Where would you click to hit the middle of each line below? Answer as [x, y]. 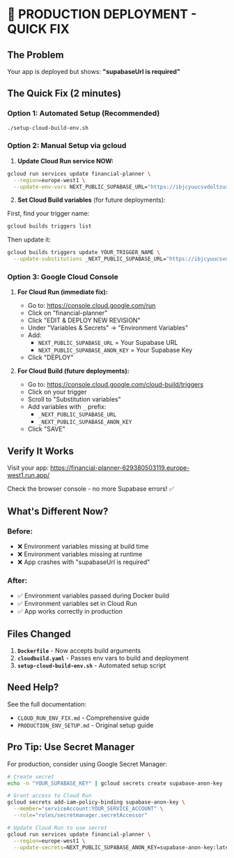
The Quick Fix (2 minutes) [64, 94]
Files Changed [39, 634]
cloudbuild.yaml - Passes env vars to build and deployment [103, 658]
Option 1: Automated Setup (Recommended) [84, 113]
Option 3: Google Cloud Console [63, 277]
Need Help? [33, 687]
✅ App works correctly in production [70, 612]
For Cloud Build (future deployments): [73, 371]
